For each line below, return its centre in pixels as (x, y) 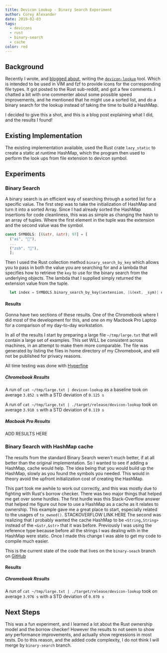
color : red (16, 47)
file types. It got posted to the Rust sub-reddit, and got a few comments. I (80, 89)
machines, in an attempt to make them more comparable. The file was (77, 345)
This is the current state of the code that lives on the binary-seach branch (81, 551)
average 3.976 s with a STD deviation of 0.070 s (55, 596)
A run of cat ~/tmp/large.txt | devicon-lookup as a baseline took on (77, 390)
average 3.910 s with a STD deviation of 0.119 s (55, 410)
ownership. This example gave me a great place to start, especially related (81, 509)
